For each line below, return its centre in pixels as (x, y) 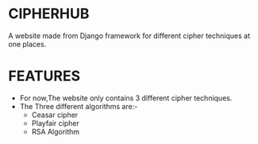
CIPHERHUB (49, 14)
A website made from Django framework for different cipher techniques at (129, 36)
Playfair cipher (55, 123)
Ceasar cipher (55, 115)
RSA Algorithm (56, 131)
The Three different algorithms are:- (79, 106)
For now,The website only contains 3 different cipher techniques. (126, 98)
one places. (27, 44)
